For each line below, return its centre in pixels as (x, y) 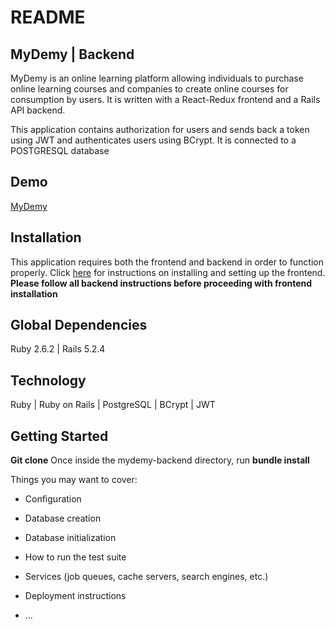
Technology (48, 380)
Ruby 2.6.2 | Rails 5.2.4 (58, 349)
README (48, 17)
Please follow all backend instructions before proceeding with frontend (161, 283)
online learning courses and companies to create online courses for (149, 89)
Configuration (53, 499)
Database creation (63, 518)
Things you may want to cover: (74, 480)
